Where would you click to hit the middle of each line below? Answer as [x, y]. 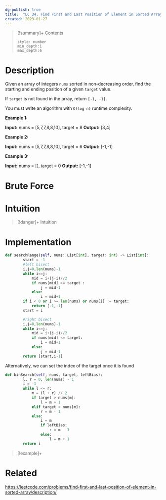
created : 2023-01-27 [26, 19]
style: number [32, 42]
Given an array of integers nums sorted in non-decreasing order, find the [78, 84]
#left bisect [36, 265]
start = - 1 [34, 260]
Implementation [38, 242]
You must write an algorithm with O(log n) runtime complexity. [69, 108]
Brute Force [30, 186]
